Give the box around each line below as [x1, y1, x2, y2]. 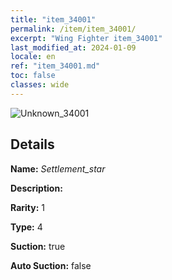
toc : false [10, 71, 56, 81]
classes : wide [10, 80, 70, 90]
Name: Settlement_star [10, 162, 106, 175]
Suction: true [10, 240, 66, 252]
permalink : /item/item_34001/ [10, 24, 137, 34]
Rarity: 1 [10, 201, 45, 213]
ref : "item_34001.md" [10, 61, 101, 71]
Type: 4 [10, 221, 43, 233]
